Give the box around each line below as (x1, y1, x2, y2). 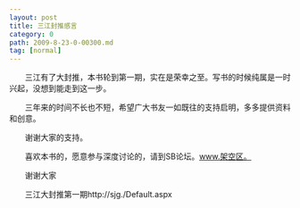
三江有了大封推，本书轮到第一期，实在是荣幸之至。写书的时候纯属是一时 (24, 72, 291, 83)
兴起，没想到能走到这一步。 (9, 83, 112, 94)
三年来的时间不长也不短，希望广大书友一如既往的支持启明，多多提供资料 (24, 102, 291, 112)
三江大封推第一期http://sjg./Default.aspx (24, 189, 172, 200)
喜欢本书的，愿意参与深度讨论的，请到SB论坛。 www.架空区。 (24, 151, 252, 162)
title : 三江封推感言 (9, 21, 78, 30)
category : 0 (9, 29, 54, 38)
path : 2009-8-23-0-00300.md (9, 37, 114, 47)
